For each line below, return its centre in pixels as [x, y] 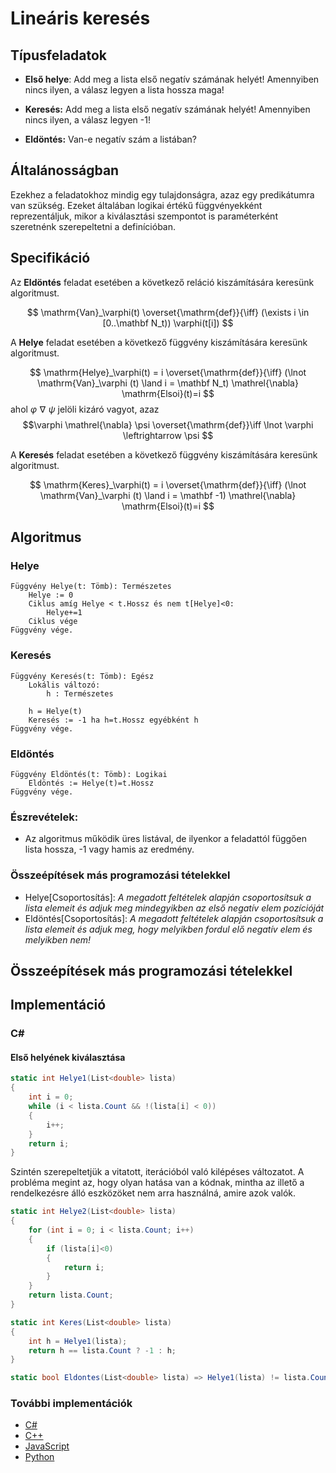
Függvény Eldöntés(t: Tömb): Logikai [89, 774]
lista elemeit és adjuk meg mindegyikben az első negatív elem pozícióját [174, 908]
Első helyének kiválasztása [68, 1057]
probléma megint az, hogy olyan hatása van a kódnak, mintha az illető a [157, 1183]
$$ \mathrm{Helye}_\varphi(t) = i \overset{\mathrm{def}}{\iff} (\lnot [168, 372]
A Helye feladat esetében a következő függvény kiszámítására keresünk [159, 342]
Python [39, 1457]
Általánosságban [65, 170]
